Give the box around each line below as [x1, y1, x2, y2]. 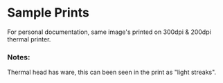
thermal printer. [7, 35, 51, 43]
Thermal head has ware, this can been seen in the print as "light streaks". [7, 68, 217, 77]
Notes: [7, 52, 30, 62]
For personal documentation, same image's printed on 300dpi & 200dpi [7, 28, 211, 36]
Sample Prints [7, 5, 90, 21]
